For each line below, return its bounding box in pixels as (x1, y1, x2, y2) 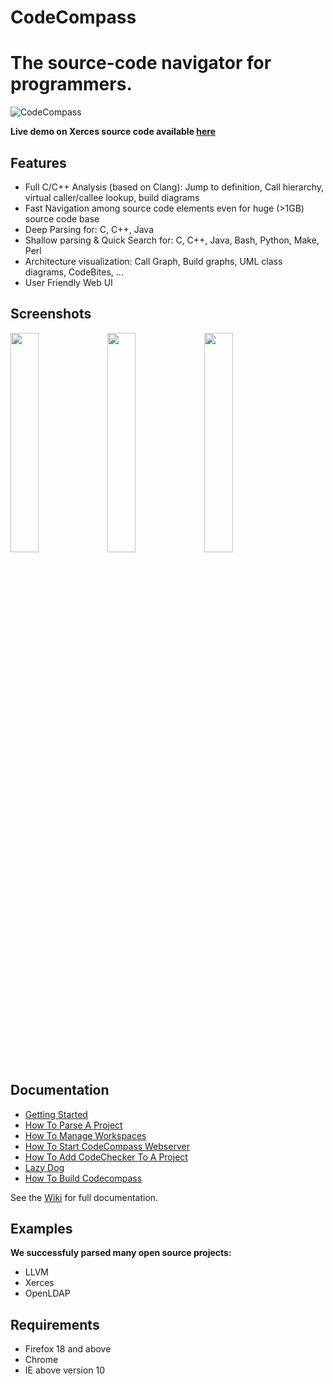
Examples (10, 1220, 73, 1237)
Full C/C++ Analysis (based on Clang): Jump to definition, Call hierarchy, (24, 181, 325, 193)
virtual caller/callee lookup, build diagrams (24, 191, 200, 203)
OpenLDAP (24, 1287, 71, 1300)
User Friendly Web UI (24, 276, 113, 288)
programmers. (10, 73, 133, 96)
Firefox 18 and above (24, 1343, 112, 1355)
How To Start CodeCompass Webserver (24, 1140, 190, 1152)
